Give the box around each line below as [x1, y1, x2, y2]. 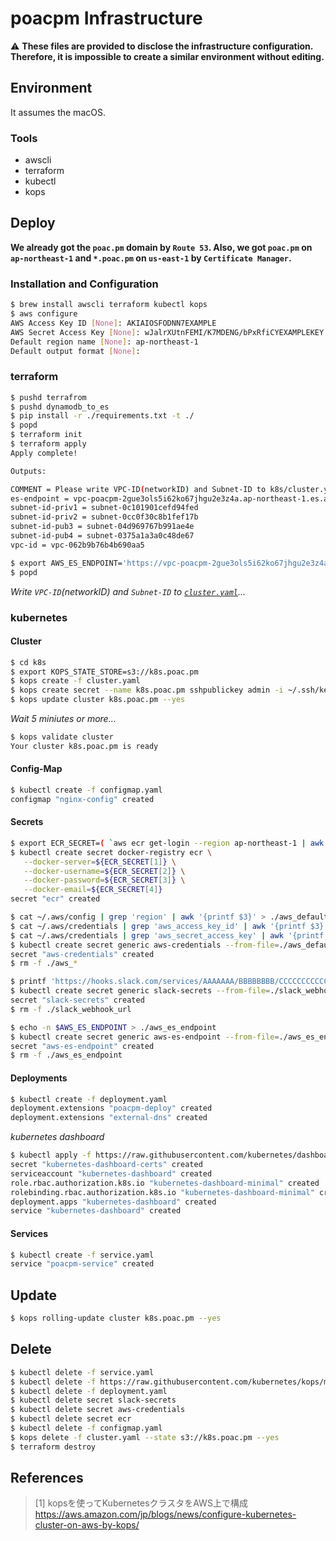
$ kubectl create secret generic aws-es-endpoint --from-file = [10, 1032, 280, 1042]
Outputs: [10, 466, 47, 476]
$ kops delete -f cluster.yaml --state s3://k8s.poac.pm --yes [10, 1432, 280, 1442]
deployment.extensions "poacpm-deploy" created [10, 1103, 213, 1114]
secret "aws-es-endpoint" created [10, 1041, 155, 1051]
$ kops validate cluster [10, 732, 114, 742]
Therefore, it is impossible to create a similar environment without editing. [10, 50, 325, 62]
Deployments [10, 1072, 68, 1084]
